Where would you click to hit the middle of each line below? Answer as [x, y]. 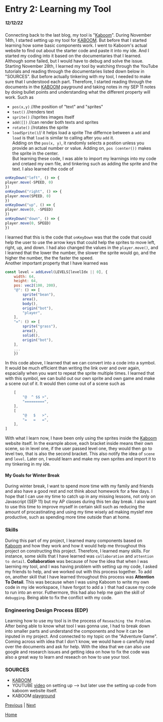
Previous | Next [20, 705]
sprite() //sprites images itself [43, 117]
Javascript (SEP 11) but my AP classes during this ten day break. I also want [81, 501]
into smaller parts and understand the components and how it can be [74, 631]
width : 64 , [25, 277]
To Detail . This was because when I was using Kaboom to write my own [77, 582]
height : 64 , [26, 281]
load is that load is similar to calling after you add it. [63, 138]
